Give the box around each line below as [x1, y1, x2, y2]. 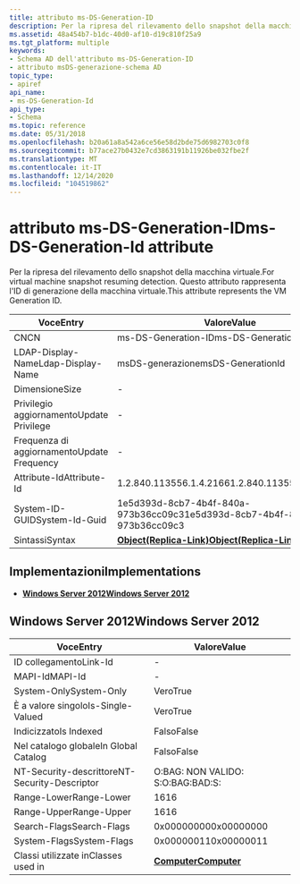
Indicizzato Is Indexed [13, 725, 103, 737]
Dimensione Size [13, 383, 82, 395]
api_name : [9, 88, 46, 97]
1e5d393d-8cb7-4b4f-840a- [117, 497, 251, 510]
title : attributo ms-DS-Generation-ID [9, 13, 154, 22]
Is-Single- [87, 699, 133, 711]
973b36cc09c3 [117, 508, 185, 521]
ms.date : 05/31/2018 [9, 130, 87, 139]
